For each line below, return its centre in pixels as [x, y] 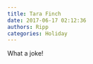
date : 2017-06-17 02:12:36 [47, 20]
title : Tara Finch [34, 14]
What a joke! [25, 53]
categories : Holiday [38, 33]
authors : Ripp [28, 27]
